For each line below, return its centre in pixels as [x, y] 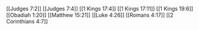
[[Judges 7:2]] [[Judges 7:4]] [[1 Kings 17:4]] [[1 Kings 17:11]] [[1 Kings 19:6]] [100, 9]
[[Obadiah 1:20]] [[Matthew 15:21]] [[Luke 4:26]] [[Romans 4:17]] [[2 [90, 15]
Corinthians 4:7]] [27, 21]
